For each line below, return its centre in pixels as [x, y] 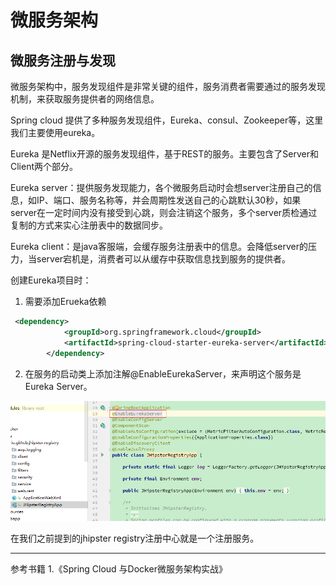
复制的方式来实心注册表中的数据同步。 [89, 225]
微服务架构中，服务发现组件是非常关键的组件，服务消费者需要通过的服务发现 [168, 86]
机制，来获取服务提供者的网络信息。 [85, 99]
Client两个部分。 [44, 166]
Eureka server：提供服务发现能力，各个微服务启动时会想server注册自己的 [161, 187]
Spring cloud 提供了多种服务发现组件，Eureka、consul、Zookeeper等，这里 [167, 120]
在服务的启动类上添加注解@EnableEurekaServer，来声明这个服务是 [163, 373]
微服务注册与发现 [63, 60]
